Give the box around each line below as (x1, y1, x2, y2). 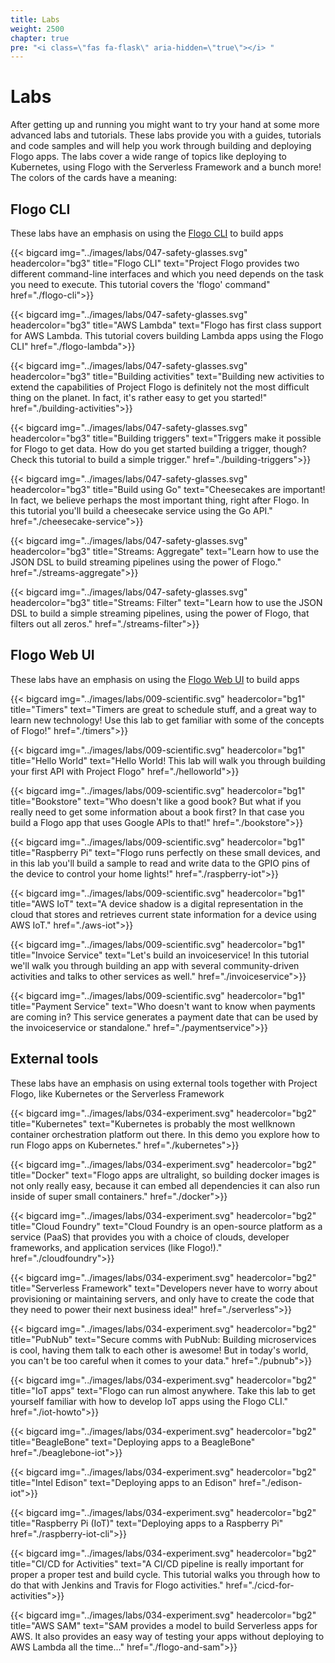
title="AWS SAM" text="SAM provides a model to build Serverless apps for (10, 1619, 318, 1631)
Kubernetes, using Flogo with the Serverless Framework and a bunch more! (10, 161, 322, 173)
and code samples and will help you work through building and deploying (10, 140, 312, 152)
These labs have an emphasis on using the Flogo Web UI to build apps (10, 673, 300, 685)
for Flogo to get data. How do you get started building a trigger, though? (10, 443, 307, 455)
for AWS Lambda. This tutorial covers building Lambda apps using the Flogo (10, 330, 324, 341)
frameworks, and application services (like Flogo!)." (10, 1241, 223, 1253)
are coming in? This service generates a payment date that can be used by (10, 1011, 319, 1023)
